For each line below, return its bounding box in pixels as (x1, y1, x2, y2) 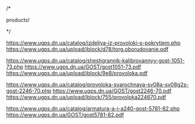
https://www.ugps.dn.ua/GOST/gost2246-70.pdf (52, 87, 172, 94)
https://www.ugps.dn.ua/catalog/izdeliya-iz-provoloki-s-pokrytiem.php (6, 40, 181, 46)
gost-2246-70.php (6, 87, 52, 94)
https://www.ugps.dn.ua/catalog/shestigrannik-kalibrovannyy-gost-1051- (6, 57, 185, 64)
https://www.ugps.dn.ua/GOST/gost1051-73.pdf (24, 63, 141, 70)
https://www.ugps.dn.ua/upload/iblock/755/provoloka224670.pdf (6, 94, 166, 100)
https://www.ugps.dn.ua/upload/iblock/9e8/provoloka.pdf (6, 70, 148, 76)
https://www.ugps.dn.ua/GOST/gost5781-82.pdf (6, 112, 124, 118)
